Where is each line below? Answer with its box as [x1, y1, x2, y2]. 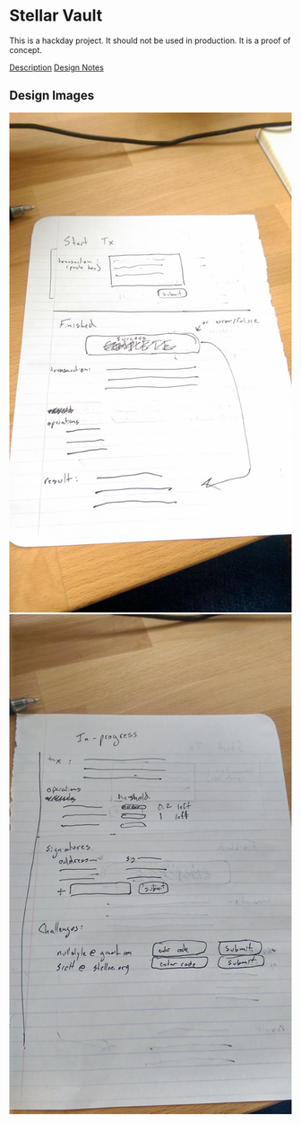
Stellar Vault [9, 5, 103, 26]
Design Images [9, 88, 95, 103]
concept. [9, 44, 43, 55]
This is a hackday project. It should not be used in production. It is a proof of [9, 35, 291, 46]
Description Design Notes [9, 62, 105, 73]
